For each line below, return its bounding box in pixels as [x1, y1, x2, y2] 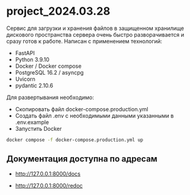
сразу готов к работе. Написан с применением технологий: [6, 37, 163, 45]
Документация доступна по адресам [6, 154, 158, 164]
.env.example [15, 118, 49, 126]
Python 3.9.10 [15, 56, 50, 63]
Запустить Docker [15, 125, 62, 132]
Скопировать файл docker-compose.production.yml [15, 105, 148, 112]
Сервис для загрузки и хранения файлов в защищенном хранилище [6, 24, 185, 32]
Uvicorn [15, 75, 35, 83]
